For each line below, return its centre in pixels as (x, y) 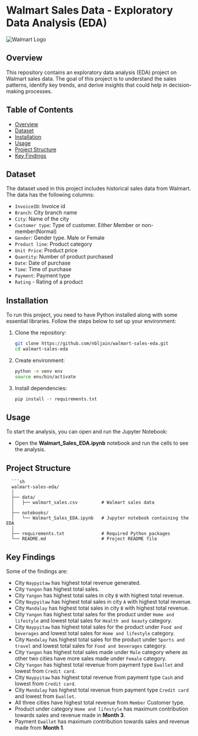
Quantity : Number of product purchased (64, 257)
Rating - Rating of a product (49, 282)
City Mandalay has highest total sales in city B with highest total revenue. (102, 608)
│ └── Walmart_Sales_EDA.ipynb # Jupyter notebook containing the (100, 518)
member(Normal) (36, 231)
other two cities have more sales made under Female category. (90, 658)
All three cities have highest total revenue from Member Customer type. (100, 702)
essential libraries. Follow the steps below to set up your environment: (91, 321)
